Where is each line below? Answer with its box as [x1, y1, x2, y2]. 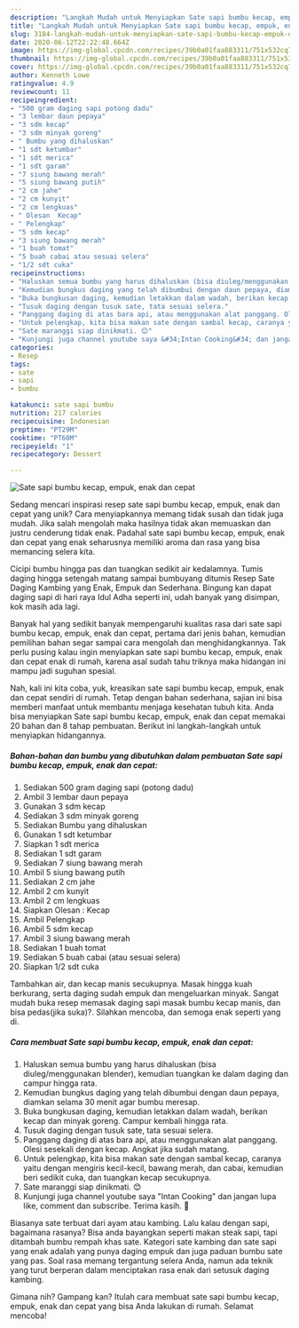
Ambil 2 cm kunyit [22, 886, 90, 897]
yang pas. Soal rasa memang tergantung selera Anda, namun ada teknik [10, 1255, 274, 1266]
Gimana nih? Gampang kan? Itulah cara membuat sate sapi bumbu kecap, [10, 1292, 279, 1302]
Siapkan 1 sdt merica [22, 839, 99, 850]
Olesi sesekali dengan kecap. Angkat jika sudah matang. [22, 1144, 230, 1155]
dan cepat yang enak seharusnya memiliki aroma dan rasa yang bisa [10, 537, 261, 548]
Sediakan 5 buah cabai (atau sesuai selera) [22, 952, 181, 963]
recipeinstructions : [10, 269, 87, 278]
